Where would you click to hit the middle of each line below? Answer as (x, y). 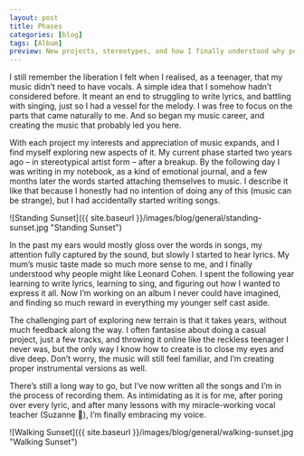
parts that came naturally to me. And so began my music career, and (137, 116)
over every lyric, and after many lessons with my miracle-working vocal (142, 405)
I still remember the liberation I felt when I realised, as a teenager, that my (146, 77)
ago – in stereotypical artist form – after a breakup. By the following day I (145, 162)
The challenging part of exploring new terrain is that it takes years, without (148, 320)
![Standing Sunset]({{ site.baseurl (72, 218)
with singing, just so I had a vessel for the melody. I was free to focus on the (151, 106)
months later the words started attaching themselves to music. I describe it (149, 181)
